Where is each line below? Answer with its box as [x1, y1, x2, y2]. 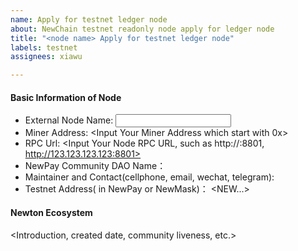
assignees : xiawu [10, 52, 83, 62]
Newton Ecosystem [10, 206, 93, 218]
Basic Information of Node [10, 91, 122, 103]
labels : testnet [10, 42, 78, 53]
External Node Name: [24, 114, 114, 126]
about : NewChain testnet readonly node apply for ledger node [10, 24, 275, 34]
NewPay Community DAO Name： [24, 160, 167, 172]
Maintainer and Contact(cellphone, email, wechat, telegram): [24, 171, 275, 183]
